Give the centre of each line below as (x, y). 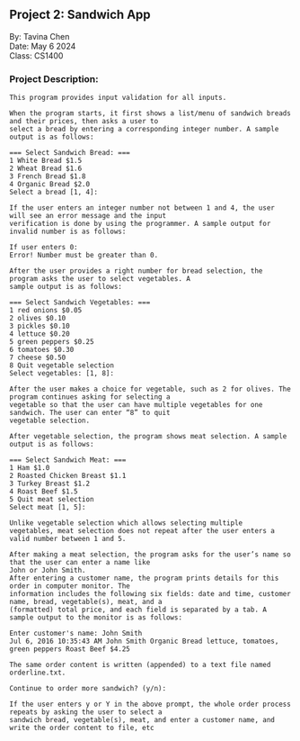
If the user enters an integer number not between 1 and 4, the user (142, 208)
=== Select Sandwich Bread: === (70, 153)
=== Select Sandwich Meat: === (68, 460)
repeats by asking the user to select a (86, 712)
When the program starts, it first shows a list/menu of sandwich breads (150, 113)
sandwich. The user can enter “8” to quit (90, 413)
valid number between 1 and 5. (68, 539)
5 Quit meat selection (52, 500)
